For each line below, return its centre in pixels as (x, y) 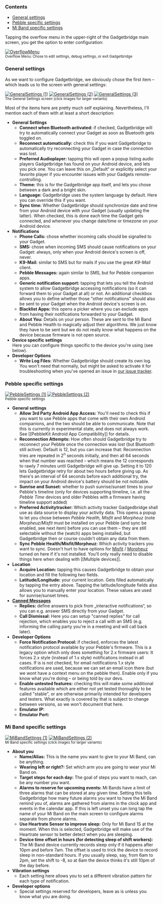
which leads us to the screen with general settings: (56, 84)
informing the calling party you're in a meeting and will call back (83, 626)
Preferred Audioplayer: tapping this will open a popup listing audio (86, 158)
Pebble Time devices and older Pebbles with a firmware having (82, 497)
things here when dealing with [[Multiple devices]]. (70, 559)
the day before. (34, 865)
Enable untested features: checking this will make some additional (86, 683)
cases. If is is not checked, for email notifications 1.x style (77, 663)
